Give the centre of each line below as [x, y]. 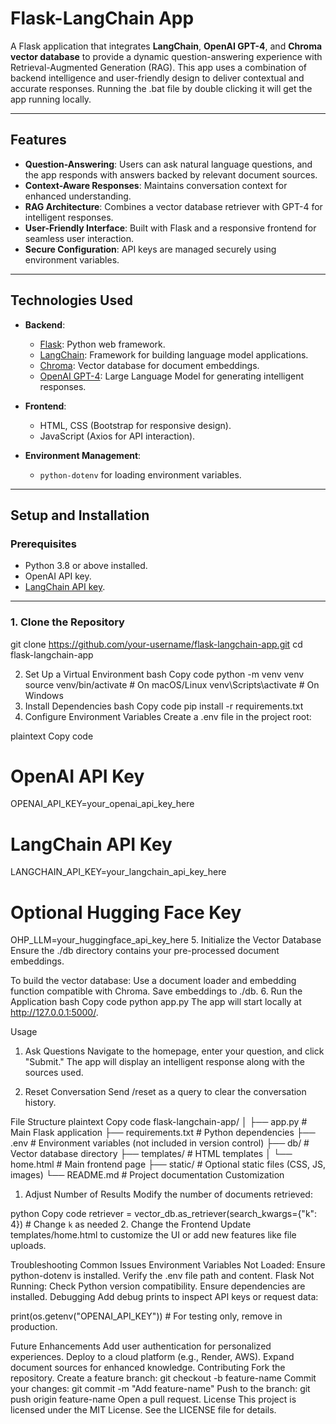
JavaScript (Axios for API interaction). [117, 436]
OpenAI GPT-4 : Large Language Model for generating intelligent [172, 376]
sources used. [54, 1073]
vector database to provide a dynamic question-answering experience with [166, 56]
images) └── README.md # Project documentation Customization [147, 1175]
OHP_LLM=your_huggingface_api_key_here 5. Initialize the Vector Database [166, 940]
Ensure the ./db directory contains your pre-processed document [145, 951]
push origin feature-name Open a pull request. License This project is [153, 1399]
